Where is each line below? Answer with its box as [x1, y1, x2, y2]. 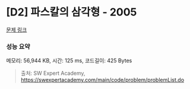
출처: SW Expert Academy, [20, 69, 85, 77]
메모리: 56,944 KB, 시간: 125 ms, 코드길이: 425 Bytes [6, 57, 132, 64]
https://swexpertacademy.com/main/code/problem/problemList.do [20, 77, 185, 84]
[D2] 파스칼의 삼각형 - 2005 [6, 5, 137, 19]
